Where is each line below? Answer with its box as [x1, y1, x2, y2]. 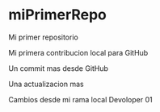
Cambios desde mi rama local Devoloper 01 [8, 94, 153, 104]
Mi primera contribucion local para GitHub [8, 48, 149, 57]
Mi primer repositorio [8, 32, 78, 42]
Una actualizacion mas [8, 79, 84, 89]
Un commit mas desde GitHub [8, 63, 109, 73]
